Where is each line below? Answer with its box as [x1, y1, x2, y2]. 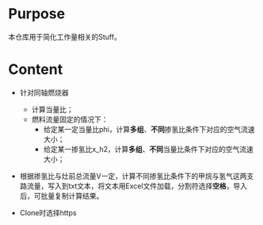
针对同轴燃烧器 [19, 87, 69, 97]
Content [8, 60, 63, 79]
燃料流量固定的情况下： [31, 114, 109, 124]
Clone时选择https [19, 208, 77, 217]
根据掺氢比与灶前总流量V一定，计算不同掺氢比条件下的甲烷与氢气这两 [19, 171, 247, 180]
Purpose [8, 5, 66, 23]
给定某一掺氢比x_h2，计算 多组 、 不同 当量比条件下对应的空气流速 [43, 144, 253, 153]
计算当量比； [31, 104, 74, 114]
